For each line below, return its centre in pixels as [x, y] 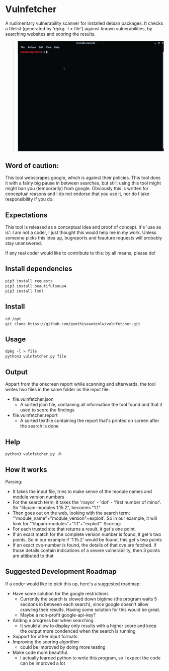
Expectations [26, 215]
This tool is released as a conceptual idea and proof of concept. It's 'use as [83, 227]
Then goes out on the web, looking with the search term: [71, 513]
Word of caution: [32, 166]
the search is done [39, 426]
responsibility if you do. [29, 199]
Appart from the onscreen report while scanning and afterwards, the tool [80, 384]
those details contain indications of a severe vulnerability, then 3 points [86, 550]
